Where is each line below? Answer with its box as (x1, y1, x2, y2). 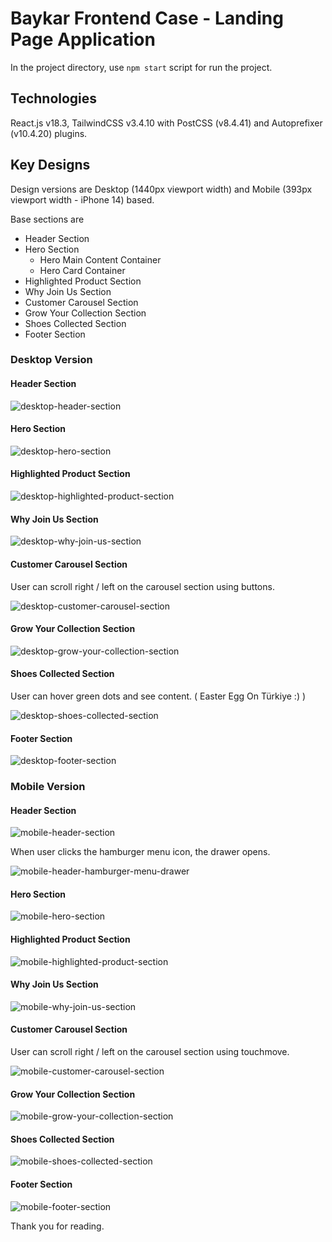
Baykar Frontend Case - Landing (10, 7, 284, 30)
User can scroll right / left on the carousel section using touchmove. (10, 1046, 290, 1058)
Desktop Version (10, 353, 93, 367)
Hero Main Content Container (39, 253, 162, 266)
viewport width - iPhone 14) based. (10, 193, 155, 206)
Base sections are (10, 213, 85, 225)
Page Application (10, 28, 156, 51)
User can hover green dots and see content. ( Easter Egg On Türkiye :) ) (10, 690, 307, 702)
